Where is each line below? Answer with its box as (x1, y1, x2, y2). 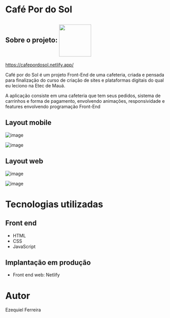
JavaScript (12, 243, 36, 250)
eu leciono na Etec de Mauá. (5, 83, 66, 88)
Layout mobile (5, 118, 52, 127)
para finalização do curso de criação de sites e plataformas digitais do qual (5, 77, 164, 83)
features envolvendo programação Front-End (5, 104, 101, 109)
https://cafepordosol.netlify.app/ (5, 62, 74, 68)
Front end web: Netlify (12, 272, 60, 278)
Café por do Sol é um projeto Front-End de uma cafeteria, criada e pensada (5, 72, 165, 78)
